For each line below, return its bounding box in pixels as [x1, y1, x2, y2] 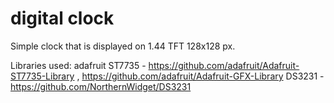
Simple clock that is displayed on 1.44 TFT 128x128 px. [10, 40, 236, 52]
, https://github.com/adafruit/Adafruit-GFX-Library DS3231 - [76, 70, 325, 82]
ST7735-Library [10, 70, 75, 82]
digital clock [10, 7, 115, 30]
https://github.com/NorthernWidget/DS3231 [10, 80, 192, 92]
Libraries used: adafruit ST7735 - [10, 59, 147, 71]
